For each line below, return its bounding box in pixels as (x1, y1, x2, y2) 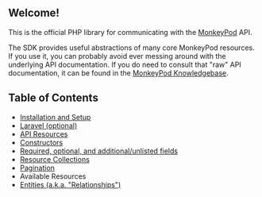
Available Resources (19, 171, 87, 181)
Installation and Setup (19, 112, 91, 122)
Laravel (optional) (19, 121, 78, 130)
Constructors (19, 137, 64, 147)
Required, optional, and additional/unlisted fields (19, 146, 179, 156)
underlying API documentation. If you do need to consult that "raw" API (8, 60, 242, 69)
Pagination (19, 163, 56, 172)
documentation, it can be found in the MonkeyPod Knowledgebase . (8, 68, 229, 78)
